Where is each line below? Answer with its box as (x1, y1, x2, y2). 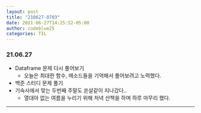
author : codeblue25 (6, 25, 55, 32)
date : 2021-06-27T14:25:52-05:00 (6, 20, 90, 26)
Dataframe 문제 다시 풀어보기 (14, 65, 84, 72)
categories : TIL (6, 31, 47, 37)
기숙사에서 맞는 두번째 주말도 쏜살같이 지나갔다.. (14, 87, 127, 94)
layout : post (6, 8, 39, 15)
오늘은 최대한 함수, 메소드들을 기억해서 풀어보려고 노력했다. (23, 72, 162, 79)
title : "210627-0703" (6, 14, 60, 20)
